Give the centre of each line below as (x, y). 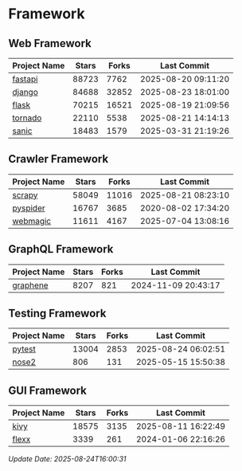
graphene (31, 285)
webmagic (32, 221)
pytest (24, 349)
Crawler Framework (59, 159)
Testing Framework (57, 314)
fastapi (25, 79)
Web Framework (50, 43)
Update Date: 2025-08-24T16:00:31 (67, 459)
